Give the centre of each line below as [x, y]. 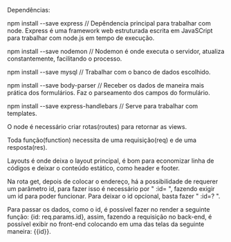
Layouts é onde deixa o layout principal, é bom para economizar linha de [111, 161]
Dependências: [29, 10]
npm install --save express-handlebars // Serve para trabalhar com [103, 106]
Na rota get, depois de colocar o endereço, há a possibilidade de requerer [113, 181]
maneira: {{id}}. [29, 231]
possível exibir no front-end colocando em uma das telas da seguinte [106, 224]
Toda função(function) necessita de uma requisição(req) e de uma [102, 140]
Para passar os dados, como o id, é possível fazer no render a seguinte [109, 209]
